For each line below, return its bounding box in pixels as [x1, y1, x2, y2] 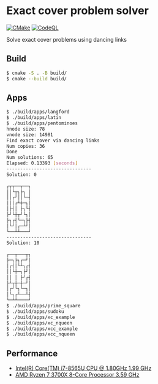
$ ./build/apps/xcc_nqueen [6, 331, 75, 337]
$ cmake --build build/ [6, 75, 67, 82]
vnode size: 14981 [6, 131, 53, 138]
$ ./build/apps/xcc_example [6, 326, 78, 332]
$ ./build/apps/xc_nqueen [6, 320, 72, 326]
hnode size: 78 [6, 126, 45, 132]
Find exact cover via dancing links [6, 137, 100, 144]
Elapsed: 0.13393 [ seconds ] [6, 160, 78, 166]
